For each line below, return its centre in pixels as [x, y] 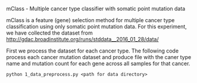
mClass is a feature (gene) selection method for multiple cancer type [90, 20]
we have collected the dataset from [50, 33]
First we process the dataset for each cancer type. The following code [93, 51]
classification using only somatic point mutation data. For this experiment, [97, 27]
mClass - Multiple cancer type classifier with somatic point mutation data [96, 9]
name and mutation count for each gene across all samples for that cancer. [98, 63]
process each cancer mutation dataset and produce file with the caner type [99, 57]
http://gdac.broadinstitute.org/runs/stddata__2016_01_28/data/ [82, 39]
